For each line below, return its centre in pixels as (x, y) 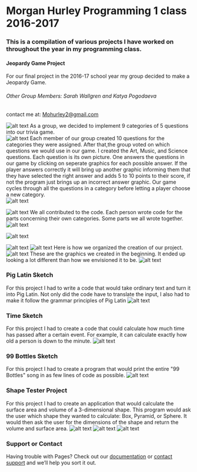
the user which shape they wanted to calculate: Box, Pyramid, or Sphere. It (96, 416)
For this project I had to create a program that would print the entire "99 (93, 369)
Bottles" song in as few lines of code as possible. (66, 375)
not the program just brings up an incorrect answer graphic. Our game (91, 182)
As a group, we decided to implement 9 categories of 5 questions (109, 125)
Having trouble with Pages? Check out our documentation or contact (89, 456)
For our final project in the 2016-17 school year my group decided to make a (98, 76)
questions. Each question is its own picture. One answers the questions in (96, 157)
